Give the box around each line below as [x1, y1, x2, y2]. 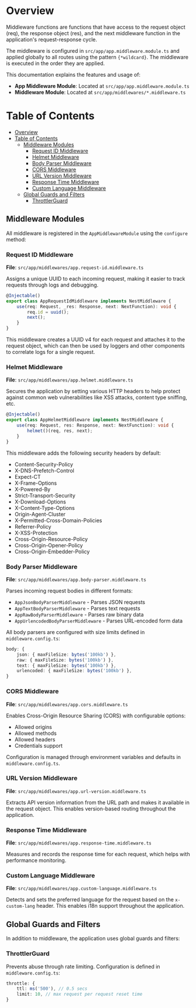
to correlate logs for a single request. [6, 349, 95, 356]
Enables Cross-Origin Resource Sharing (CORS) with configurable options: [6, 712, 186, 719]
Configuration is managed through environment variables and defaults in [6, 753, 181, 760]
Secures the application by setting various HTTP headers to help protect [6, 388, 181, 395]
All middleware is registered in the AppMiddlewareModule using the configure [6, 230, 188, 237]
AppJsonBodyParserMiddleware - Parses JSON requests [14, 598, 145, 605]
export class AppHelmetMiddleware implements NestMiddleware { [6, 417, 164, 423]
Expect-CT [14, 473, 41, 480]
